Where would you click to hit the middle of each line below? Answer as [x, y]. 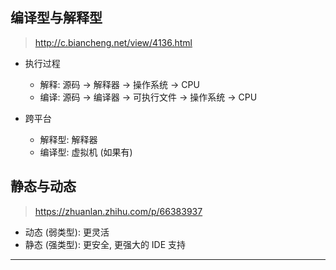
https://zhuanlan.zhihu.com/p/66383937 [118, 211]
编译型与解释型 [56, 18]
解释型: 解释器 [68, 139]
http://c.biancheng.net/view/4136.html [113, 42]
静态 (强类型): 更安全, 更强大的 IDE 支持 [105, 244]
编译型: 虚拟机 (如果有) [86, 152]
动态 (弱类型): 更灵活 [67, 232]
